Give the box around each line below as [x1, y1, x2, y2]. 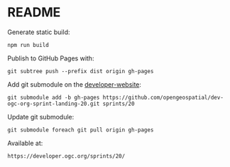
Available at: [7, 139, 43, 147]
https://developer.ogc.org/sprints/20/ [7, 152, 126, 160]
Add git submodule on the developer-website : [7, 80, 142, 89]
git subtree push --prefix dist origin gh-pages [7, 68, 154, 75]
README [7, 4, 61, 21]
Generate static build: [7, 28, 70, 36]
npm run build [7, 41, 50, 48]
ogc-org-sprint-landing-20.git [7, 100, 100, 107]
